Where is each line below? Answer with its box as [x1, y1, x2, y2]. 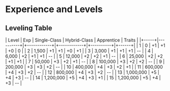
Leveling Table [5, 24, 52, 32]
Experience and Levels [5, 4, 103, 15]
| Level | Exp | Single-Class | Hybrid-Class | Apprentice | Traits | [5, 37, 139, 43]
